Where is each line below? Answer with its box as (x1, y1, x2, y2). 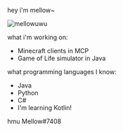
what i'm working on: (7, 33, 68, 41)
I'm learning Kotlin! (17, 104, 72, 111)
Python (17, 89, 39, 97)
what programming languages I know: (7, 68, 117, 76)
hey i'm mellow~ (7, 6, 55, 14)
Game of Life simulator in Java (17, 54, 106, 62)
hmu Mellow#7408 (7, 117, 62, 125)
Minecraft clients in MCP (17, 47, 89, 55)
